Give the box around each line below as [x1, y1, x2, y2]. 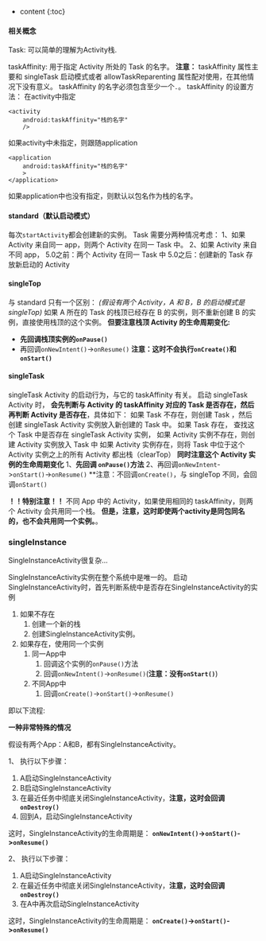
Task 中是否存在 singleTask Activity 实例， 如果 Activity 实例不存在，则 [17, 430, 249, 439]
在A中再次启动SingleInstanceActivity [19, 899, 140, 909]
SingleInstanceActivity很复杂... [8, 556, 109, 566]
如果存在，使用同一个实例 [19, 640, 104, 649]
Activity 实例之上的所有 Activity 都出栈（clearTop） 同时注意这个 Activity [8, 449, 248, 459]
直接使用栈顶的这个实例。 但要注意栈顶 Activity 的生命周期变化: [21, 317, 230, 327]
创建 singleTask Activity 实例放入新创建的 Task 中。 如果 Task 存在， [8, 419, 233, 429]
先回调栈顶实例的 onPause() [19, 334, 109, 344]
